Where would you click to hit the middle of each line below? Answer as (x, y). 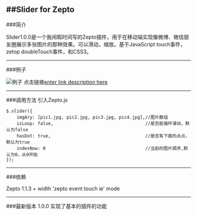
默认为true (18, 142)
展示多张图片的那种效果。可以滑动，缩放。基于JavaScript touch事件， (101, 44)
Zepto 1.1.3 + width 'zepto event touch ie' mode (63, 188)
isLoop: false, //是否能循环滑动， (101, 123)
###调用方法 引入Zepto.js (37, 100)
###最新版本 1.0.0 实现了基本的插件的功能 (57, 206)
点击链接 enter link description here (65, 82)
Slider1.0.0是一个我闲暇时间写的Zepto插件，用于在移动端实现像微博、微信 (95, 37)
